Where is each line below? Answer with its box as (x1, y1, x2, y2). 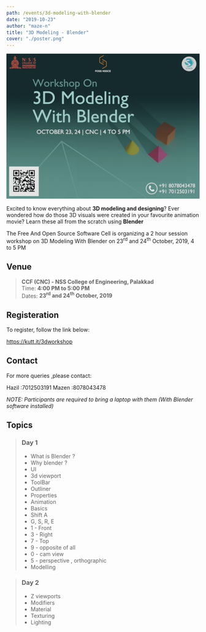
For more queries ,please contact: (6, 372, 92, 379)
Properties (30, 491, 57, 499)
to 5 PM (6, 244, 26, 251)
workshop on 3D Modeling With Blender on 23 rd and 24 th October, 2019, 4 (6, 236, 194, 245)
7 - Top (30, 537, 49, 544)
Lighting (30, 619, 51, 626)
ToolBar (30, 479, 51, 486)
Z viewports (30, 592, 61, 599)
